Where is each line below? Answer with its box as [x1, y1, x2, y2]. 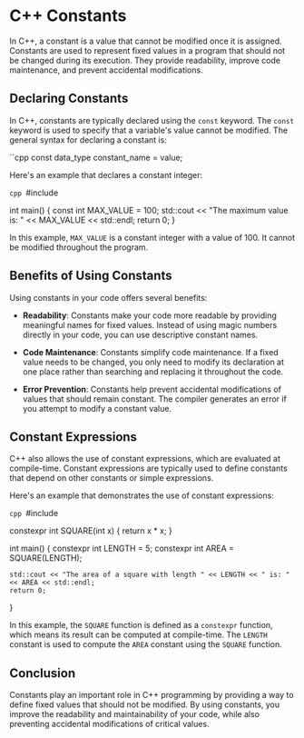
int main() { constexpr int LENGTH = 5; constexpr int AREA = [9, 543, 234, 554]
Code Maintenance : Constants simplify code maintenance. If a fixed [22, 346, 279, 357]
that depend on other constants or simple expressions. [9, 473, 214, 484]
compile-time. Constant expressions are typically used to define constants [9, 463, 288, 474]
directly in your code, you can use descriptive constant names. [22, 329, 259, 340]
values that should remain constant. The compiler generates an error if [22, 393, 288, 404]
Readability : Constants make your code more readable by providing [22, 310, 277, 321]
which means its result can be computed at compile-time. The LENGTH [9, 629, 268, 641]
